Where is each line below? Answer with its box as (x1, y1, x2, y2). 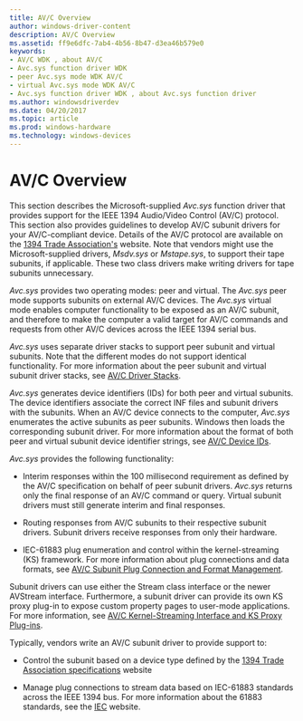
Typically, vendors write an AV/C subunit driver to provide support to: (9, 637, 267, 648)
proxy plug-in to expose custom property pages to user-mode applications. (9, 600, 290, 611)
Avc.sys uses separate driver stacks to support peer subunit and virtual (9, 341, 276, 351)
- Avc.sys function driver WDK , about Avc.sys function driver (9, 89, 257, 98)
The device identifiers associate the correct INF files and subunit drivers (9, 397, 279, 408)
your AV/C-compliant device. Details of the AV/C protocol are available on (9, 228, 283, 240)
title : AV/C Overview (9, 13, 91, 23)
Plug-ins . (9, 620, 43, 630)
